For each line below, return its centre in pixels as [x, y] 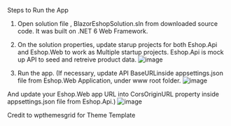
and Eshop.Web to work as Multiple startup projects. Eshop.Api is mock [120, 52]
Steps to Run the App [38, 10]
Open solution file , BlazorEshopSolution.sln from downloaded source [118, 23]
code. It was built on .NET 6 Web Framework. [83, 31]
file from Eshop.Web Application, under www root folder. [99, 80]
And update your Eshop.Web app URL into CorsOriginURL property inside [113, 94]
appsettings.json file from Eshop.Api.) [62, 101]
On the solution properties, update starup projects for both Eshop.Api [117, 44]
